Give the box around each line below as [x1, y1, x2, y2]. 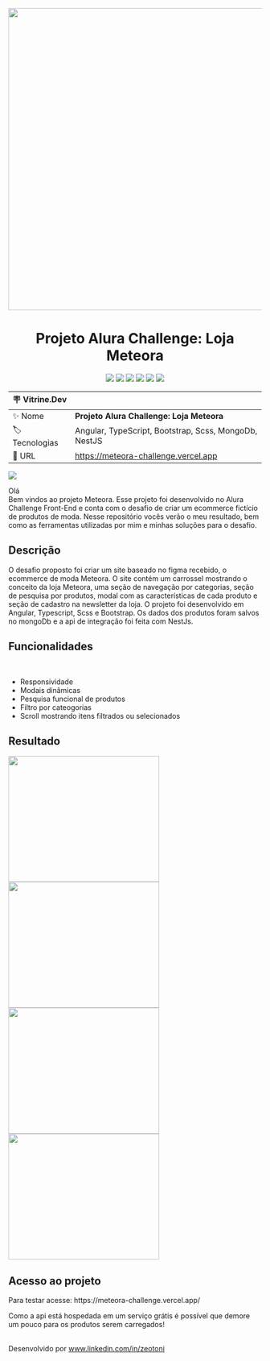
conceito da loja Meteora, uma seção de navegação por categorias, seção [8, 582, 255, 591]
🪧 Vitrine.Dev [12, 393, 67, 405]
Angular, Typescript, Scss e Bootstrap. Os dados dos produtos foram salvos [8, 608, 260, 617]
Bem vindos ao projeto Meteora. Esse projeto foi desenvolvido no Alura [8, 494, 243, 504]
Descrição [8, 544, 61, 558]
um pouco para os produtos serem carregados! [8, 1320, 165, 1330]
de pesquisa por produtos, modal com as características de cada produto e [8, 591, 258, 600]
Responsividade [19, 677, 74, 687]
